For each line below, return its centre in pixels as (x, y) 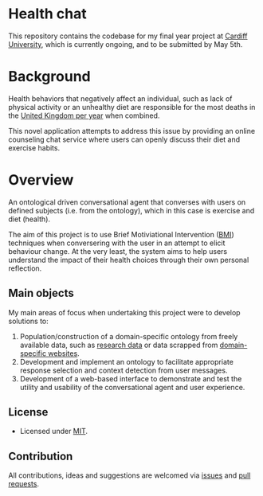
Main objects (41, 293)
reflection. (25, 268)
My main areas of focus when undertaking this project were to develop (124, 312)
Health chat (47, 14)
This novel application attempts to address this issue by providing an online (132, 131)
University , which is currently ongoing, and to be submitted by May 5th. (126, 44)
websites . (63, 353)
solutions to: (29, 321)
